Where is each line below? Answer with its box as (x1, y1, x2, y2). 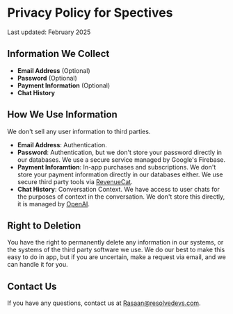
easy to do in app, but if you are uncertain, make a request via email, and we (7, 253, 226, 261)
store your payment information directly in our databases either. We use (17, 170, 223, 179)
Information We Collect (7, 48, 110, 60)
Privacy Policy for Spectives (7, 5, 173, 21)
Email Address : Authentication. (17, 140, 108, 149)
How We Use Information (7, 109, 118, 121)
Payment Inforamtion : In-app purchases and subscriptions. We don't (17, 163, 216, 171)
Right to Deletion (7, 220, 81, 231)
